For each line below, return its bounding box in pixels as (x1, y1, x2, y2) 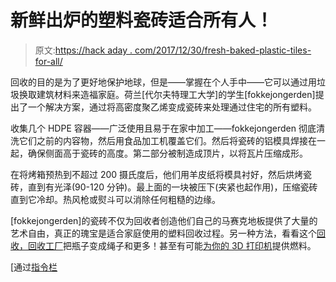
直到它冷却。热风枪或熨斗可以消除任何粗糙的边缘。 (10, 193, 221, 205)
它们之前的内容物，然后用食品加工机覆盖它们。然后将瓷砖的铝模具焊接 (18, 134, 308, 146)
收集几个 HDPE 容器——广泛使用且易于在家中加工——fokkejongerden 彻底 (10, 122, 317, 134)
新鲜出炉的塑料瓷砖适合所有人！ (10, 9, 274, 32)
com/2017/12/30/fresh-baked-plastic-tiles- (134, 44, 312, 56)
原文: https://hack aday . (34, 44, 133, 56)
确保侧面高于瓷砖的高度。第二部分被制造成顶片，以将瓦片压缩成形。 (27, 147, 308, 159)
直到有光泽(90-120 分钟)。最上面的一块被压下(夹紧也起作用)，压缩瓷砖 (27, 181, 318, 193)
